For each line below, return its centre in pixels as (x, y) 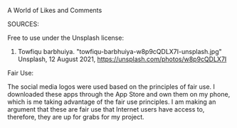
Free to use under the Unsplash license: (66, 38)
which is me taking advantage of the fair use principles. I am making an (112, 102)
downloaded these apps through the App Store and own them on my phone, (119, 94)
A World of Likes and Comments (55, 10)
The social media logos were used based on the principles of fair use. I (111, 87)
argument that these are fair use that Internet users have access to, (106, 109)
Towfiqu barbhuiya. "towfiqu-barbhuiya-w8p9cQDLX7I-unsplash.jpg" (120, 52)
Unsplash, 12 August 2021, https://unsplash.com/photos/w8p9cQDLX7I (122, 59)
